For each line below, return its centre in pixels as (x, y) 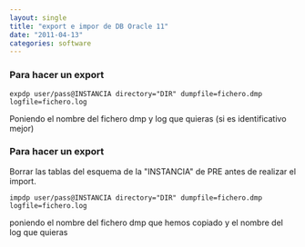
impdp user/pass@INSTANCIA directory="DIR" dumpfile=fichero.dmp (136, 198)
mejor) (22, 128)
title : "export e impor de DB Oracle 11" (89, 26)
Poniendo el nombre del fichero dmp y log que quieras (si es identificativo (148, 118)
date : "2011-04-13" (46, 35)
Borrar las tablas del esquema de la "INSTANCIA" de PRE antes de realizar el (153, 171)
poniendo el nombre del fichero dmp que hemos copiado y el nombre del (147, 222)
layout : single (38, 18)
